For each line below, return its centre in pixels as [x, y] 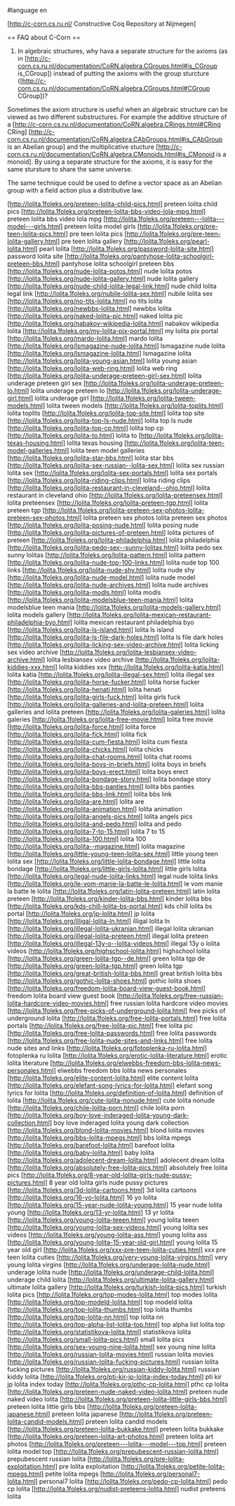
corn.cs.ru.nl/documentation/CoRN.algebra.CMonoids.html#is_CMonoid [111, 154]
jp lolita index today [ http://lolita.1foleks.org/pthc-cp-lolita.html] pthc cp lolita [118, 1384]
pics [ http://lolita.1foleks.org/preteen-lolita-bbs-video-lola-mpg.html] [107, 211]
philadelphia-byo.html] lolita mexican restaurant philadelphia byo [101, 622]
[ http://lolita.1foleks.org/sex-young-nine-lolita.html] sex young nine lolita [112, 1347]
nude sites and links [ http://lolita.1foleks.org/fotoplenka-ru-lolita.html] [107, 1048]
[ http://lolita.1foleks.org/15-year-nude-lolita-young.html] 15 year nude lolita [115, 1205]
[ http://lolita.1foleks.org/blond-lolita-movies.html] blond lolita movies [106, 1130]
